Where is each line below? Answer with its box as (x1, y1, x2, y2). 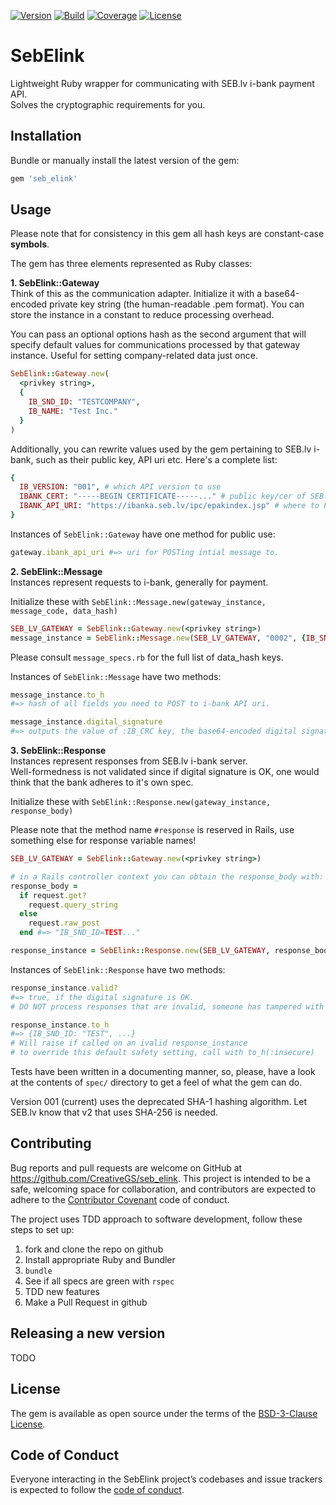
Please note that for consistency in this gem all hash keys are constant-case (10, 228, 325, 240)
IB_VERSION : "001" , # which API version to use (19, 482, 222, 492)
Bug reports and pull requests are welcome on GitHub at (10, 1161, 243, 1174)
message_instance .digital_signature (10, 717, 163, 727)
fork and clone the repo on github (24, 1243, 164, 1255)
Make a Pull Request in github (24, 1296, 148, 1308)
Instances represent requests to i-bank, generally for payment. (10, 576, 269, 588)
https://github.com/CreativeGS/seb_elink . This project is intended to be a (10, 1172, 311, 1184)
